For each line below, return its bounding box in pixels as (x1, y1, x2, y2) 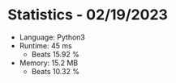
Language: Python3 (19, 32, 86, 42)
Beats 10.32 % (31, 66, 80, 76)
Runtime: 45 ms (19, 40, 72, 50)
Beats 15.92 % (31, 49, 80, 59)
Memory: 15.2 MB (19, 58, 79, 68)
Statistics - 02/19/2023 (7, 6, 168, 24)
